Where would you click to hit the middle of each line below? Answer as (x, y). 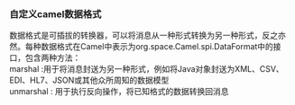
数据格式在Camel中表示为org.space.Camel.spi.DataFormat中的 (157, 47)
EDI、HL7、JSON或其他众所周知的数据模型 (89, 80)
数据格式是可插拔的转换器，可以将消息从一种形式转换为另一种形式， (136, 35)
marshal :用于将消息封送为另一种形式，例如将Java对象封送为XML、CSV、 (147, 69)
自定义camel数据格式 (55, 13)
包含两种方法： (53, 58)
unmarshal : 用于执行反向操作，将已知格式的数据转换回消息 (119, 92)
